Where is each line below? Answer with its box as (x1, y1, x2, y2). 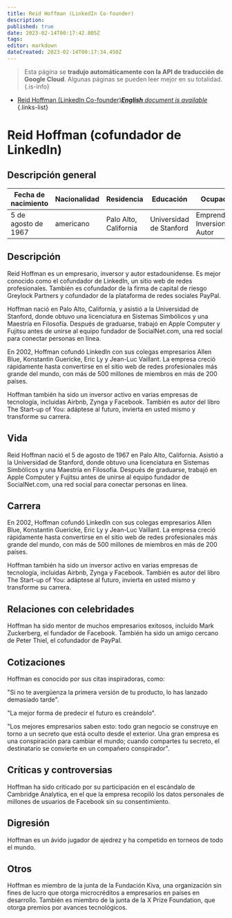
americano (55, 218, 90, 228)
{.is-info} (23, 82, 50, 91)
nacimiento (10, 198, 48, 208)
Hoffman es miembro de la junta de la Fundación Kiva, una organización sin (7, 881, 222, 890)
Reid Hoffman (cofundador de (7, 127, 182, 143)
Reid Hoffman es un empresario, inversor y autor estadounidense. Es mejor (7, 269, 221, 277)
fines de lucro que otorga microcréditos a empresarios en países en (7, 889, 200, 897)
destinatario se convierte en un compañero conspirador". (7, 744, 170, 752)
